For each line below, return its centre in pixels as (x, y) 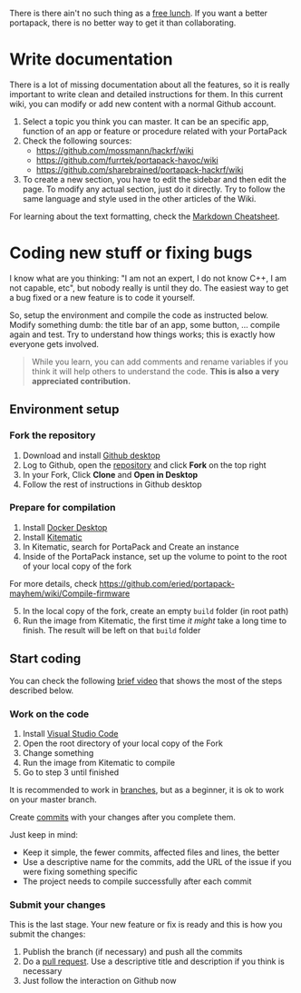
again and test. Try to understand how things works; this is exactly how (142, 334)
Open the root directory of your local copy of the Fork (123, 743)
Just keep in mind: (44, 834)
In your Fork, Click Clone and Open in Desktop (110, 474)
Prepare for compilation (63, 508)
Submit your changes (58, 905)
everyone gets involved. (54, 343)
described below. (42, 690)
